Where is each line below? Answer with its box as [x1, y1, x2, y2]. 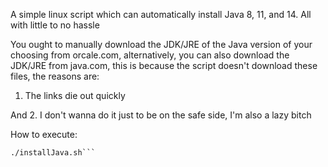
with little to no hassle [10, 19, 100, 31]
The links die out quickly [24, 90, 126, 101]
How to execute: [10, 129, 78, 140]
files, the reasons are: [10, 70, 100, 82]
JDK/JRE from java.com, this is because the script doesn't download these [10, 60, 318, 71]
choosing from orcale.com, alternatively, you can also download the [10, 49, 290, 61]
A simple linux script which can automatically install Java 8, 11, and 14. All [10, 9, 312, 20]
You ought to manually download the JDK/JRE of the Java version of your [10, 39, 313, 50]
